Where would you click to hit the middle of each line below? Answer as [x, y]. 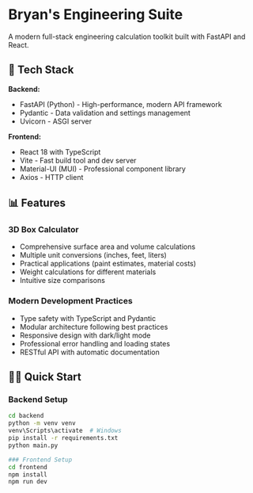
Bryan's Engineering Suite [96, 15]
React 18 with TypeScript [60, 151]
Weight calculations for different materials [88, 272]
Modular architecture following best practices [94, 327]
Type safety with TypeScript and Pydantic [88, 318]
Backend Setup [38, 399]
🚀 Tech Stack [41, 70]
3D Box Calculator [43, 230]
